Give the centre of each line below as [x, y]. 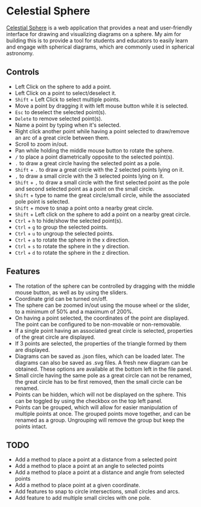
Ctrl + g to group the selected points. [61, 227]
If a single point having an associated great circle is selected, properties [104, 330]
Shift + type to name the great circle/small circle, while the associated [102, 195]
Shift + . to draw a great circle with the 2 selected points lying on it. [99, 169]
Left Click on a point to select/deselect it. [66, 93]
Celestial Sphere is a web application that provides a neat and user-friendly [99, 28]
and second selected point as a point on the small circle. [85, 189]
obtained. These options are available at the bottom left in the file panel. [104, 369]
